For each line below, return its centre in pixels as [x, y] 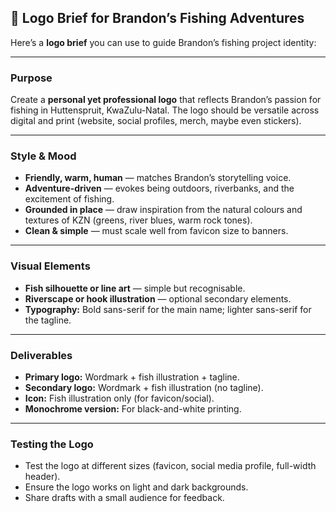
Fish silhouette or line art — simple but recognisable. [135, 288]
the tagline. [48, 320]
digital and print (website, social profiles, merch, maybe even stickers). [156, 121]
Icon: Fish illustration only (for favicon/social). [119, 398]
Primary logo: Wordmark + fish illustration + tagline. [132, 377]
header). [42, 477]
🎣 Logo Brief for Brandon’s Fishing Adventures [157, 18]
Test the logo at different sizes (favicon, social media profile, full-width [170, 466]
